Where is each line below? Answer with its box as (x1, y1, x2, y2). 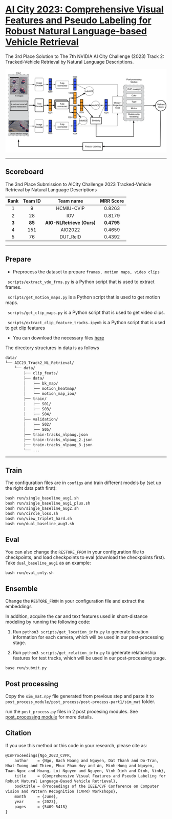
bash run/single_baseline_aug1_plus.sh (5, 501, 91, 506)
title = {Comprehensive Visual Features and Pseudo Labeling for (14, 773, 166, 778)
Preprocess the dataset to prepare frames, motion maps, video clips (12, 268, 160, 275)
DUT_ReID (59, 234, 81, 240)
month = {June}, (14, 794, 58, 799)
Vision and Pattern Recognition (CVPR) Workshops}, (5, 789, 118, 794)
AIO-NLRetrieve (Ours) (45, 219, 96, 226)
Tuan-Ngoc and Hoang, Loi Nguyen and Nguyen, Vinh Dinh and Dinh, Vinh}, (5, 768, 166, 773)
